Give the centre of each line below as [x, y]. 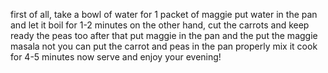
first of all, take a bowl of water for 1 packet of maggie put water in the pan [164, 14]
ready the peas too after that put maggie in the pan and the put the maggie [164, 35]
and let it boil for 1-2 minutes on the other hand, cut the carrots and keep [160, 25]
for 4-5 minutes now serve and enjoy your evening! [116, 57]
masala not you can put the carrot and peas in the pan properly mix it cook [164, 46]
